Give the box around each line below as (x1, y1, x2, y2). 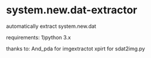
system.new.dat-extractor (6, 3, 137, 17)
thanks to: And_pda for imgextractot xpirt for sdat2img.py (6, 45, 145, 52)
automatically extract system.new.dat (6, 23, 96, 30)
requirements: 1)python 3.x (6, 34, 71, 41)
